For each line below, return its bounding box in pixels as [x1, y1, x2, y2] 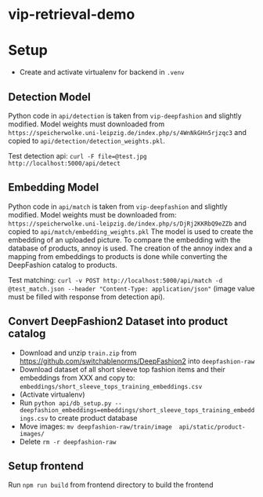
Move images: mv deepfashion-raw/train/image [19, 422, 172, 431]
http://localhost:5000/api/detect [8, 159, 121, 167]
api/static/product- [178, 422, 246, 431]
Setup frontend [8, 459, 84, 473]
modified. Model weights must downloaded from [8, 119, 165, 129]
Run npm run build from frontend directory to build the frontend [8, 481, 214, 490]
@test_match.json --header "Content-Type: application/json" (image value [8, 283, 255, 293]
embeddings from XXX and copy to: [19, 373, 135, 382]
